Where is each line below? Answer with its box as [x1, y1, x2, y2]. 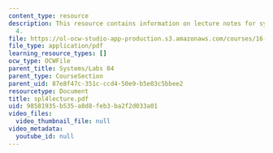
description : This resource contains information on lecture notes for [8, 19, 256, 28]
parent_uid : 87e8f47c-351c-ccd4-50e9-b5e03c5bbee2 [8, 79, 184, 87]
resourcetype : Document [8, 87, 89, 96]
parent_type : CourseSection [8, 72, 104, 80]
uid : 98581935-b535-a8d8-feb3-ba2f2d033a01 [8, 102, 158, 110]
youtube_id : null [15, 132, 75, 140]
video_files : [8, 110, 53, 118]
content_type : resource [8, 11, 89, 20]
